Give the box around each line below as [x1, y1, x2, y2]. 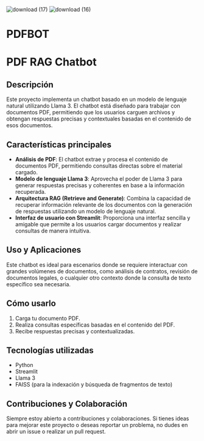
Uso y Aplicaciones [6, 245, 81, 255]
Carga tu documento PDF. [15, 314, 80, 322]
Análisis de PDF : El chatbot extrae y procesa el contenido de [15, 156, 169, 163]
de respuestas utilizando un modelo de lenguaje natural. [15, 208, 157, 215]
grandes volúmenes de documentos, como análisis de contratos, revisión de [6, 267, 198, 275]
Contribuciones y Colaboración [6, 398, 128, 409]
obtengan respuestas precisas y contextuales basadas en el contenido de [6, 115, 192, 122]
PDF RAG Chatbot [6, 55, 97, 69]
